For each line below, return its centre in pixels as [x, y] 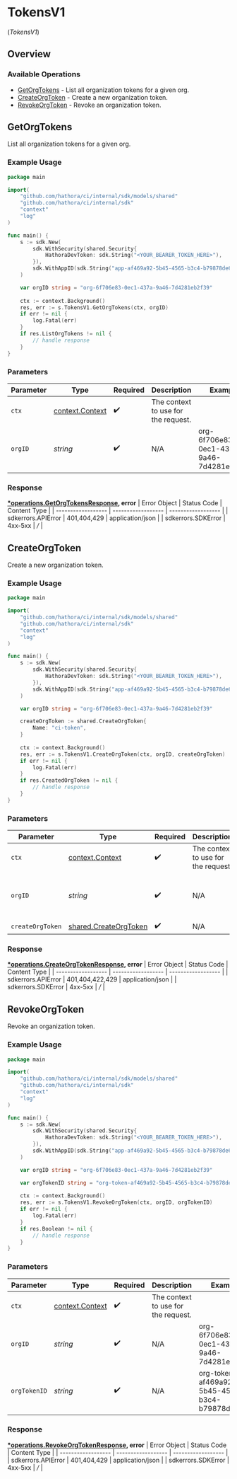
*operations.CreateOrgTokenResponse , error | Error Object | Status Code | [118, 965]
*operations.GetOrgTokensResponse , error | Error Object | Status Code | [115, 503]
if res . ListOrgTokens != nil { [66, 334]
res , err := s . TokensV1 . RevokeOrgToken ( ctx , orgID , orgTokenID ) [116, 1203]
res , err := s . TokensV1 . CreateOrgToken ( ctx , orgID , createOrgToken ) [123, 754]
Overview [29, 54]
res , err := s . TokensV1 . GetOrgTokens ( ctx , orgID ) [95, 307]
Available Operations [44, 74]
